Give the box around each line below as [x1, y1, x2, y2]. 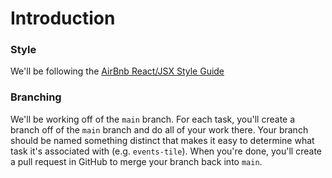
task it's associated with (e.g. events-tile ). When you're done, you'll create [10, 145, 322, 157]
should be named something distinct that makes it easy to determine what [10, 134, 315, 146]
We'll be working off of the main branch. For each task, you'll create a [10, 113, 296, 125]
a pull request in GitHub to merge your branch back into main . [10, 155, 263, 167]
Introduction [10, 7, 116, 30]
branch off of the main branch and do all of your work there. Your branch [10, 123, 309, 136]
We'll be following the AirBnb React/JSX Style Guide [10, 65, 225, 77]
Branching [10, 90, 62, 104]
